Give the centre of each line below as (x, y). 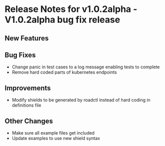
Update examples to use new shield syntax (56, 139)
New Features (27, 38)
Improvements (28, 88)
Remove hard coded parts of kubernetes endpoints (64, 72)
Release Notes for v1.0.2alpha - (71, 9)
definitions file (26, 105)
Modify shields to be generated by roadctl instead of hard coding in (81, 100)
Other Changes (29, 121)
